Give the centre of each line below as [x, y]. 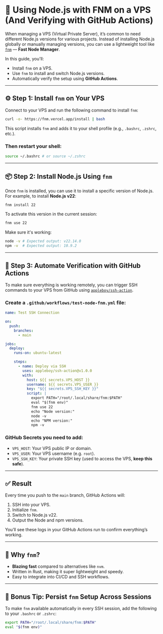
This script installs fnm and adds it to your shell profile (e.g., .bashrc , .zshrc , [81, 128]
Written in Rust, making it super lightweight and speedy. [68, 572]
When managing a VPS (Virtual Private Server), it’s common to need [73, 34]
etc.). [10, 133]
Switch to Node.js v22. [35, 515]
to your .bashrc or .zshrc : [31, 614]
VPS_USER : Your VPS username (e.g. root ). [54, 453]
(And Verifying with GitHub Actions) [79, 20]
